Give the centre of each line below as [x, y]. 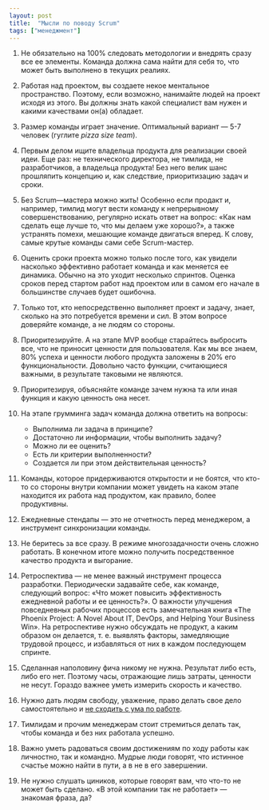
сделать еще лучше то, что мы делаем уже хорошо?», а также [127, 225]
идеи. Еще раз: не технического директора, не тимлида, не [122, 159]
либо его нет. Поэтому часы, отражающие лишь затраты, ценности [136, 676]
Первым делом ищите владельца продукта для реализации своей [133, 151]
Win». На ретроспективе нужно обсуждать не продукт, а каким [129, 627]
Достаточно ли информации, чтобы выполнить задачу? [127, 437]
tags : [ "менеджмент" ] [45, 30]
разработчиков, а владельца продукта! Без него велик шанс [124, 168]
